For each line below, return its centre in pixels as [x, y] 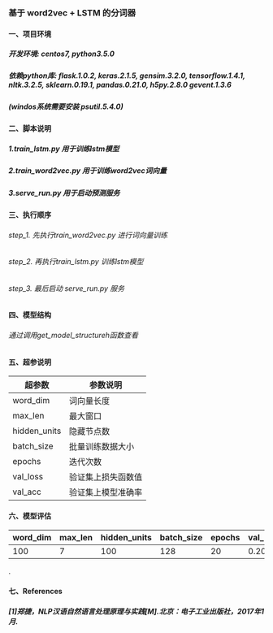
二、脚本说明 [30, 128]
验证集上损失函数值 [106, 477]
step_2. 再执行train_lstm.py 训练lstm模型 [76, 262]
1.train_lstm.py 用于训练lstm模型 [64, 149]
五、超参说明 [30, 362]
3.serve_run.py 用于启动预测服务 [64, 193]
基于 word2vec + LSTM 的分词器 [72, 12]
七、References [35, 591]
